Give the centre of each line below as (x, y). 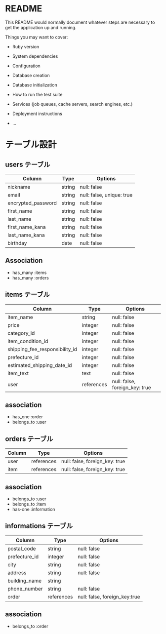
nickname (19, 187)
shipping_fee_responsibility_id (42, 349)
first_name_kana (27, 227)
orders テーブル (29, 439)
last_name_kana (26, 235)
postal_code (22, 549)
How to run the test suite (37, 94)
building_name (25, 581)
